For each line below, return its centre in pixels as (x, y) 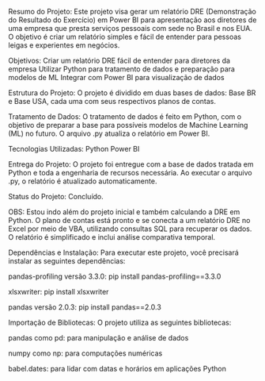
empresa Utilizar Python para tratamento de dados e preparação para (122, 69)
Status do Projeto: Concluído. (56, 196)
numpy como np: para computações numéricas (85, 353)
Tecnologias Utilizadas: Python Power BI (74, 149)
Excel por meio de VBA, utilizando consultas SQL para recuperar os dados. (130, 229)
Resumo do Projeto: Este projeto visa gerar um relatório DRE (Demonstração (132, 12)
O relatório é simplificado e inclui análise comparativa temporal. (112, 237)
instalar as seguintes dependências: (67, 261)
